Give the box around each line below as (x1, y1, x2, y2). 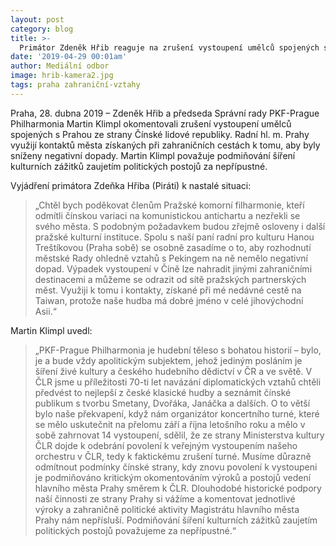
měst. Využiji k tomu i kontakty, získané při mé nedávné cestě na (34, 284, 302, 296)
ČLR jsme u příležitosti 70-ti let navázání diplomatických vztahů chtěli (34, 376, 322, 388)
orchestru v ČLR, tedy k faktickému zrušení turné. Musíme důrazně (34, 450, 312, 462)
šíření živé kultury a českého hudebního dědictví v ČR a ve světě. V (34, 365, 313, 377)
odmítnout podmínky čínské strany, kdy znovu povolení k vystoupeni (34, 461, 318, 473)
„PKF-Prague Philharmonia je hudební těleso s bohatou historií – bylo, (34, 344, 322, 356)
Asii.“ (34, 305, 57, 317)
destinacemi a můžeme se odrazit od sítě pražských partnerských (34, 273, 307, 285)
